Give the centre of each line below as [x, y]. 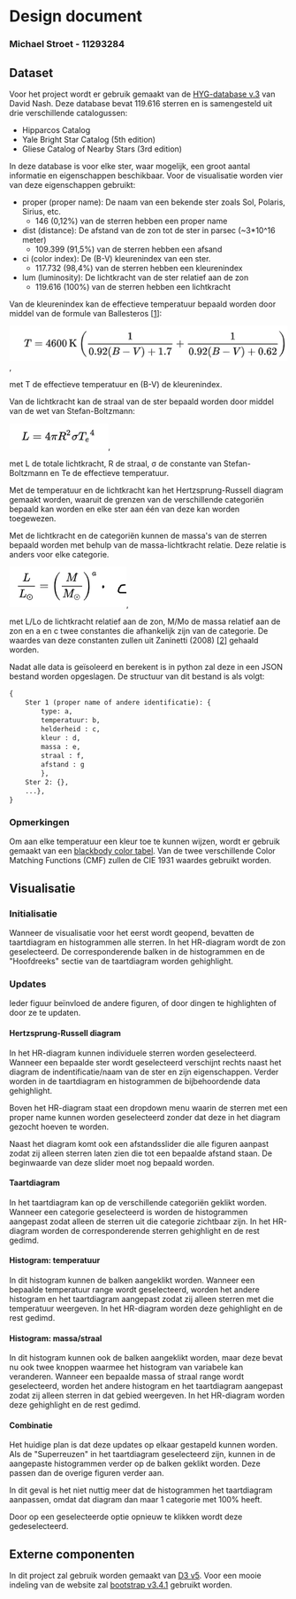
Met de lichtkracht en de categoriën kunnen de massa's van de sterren [138, 536]
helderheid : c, [71, 729]
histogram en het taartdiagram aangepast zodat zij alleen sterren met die [141, 1299]
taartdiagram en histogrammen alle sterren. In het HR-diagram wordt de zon [147, 942]
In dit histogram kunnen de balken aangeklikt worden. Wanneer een [132, 1280]
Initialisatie [33, 913]
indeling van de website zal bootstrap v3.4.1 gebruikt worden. [121, 1585]
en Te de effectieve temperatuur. [110, 473]
